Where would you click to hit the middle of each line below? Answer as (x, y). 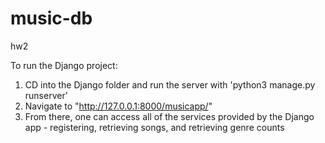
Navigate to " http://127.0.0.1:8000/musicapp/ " (118, 106)
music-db (51, 18)
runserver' (46, 95)
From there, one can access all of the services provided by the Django (169, 116)
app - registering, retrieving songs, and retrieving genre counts (154, 127)
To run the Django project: (64, 65)
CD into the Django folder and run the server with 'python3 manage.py (170, 84)
